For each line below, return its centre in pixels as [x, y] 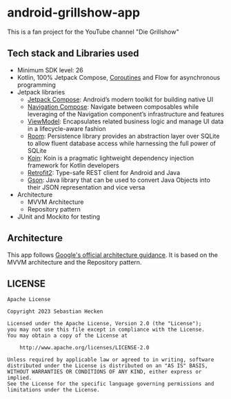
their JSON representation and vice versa [86, 187]
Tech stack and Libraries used [73, 53]
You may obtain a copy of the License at [68, 336]
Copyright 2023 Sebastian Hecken [55, 311]
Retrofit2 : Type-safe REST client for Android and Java [104, 172]
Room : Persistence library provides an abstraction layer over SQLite [123, 136]
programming [37, 85]
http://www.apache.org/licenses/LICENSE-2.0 [84, 348]
